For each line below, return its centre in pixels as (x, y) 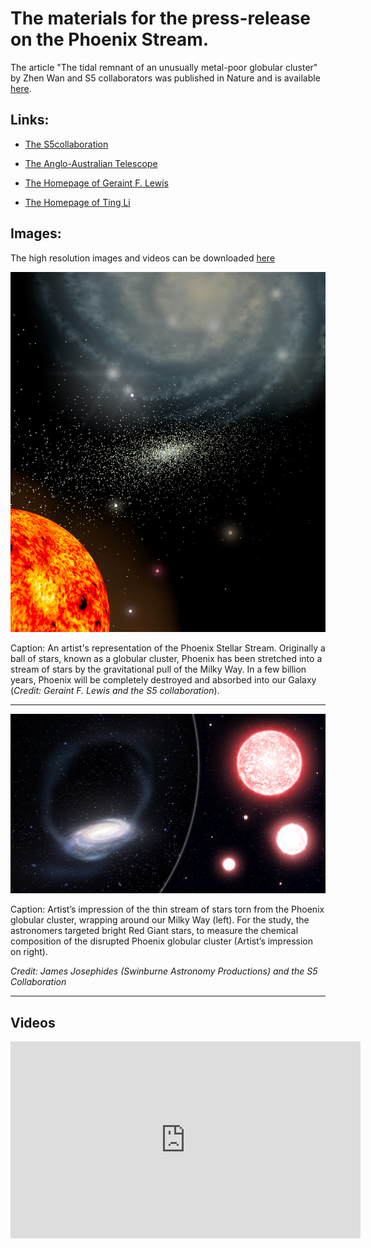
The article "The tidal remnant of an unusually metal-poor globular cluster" (164, 67)
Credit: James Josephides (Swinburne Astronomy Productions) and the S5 (164, 971)
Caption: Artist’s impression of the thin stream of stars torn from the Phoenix (167, 909)
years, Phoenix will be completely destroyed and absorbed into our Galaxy (163, 679)
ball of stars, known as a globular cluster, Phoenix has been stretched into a (166, 658)
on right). (29, 952)
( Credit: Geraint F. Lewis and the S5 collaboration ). (115, 690)
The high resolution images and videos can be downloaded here (143, 258)
